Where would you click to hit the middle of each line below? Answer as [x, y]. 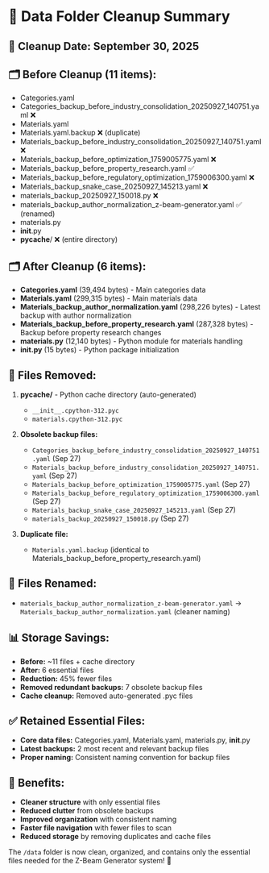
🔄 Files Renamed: [52, 584]
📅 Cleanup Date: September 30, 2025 [104, 46]
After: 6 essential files [57, 670]
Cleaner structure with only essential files [90, 802]
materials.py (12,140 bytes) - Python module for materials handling [131, 341]
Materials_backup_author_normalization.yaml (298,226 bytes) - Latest [140, 307]
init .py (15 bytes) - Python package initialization [99, 350]
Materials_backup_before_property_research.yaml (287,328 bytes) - [137, 324]
